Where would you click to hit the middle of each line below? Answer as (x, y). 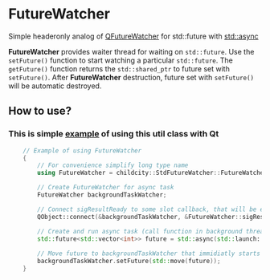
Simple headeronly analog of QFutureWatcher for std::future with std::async (133, 36)
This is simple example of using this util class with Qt (114, 134)
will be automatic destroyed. (55, 86)
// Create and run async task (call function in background (140, 231)
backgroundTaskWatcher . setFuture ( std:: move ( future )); (129, 262)
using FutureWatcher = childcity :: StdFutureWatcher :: (129, 173)
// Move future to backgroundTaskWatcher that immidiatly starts (149, 254)
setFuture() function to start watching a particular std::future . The (121, 60)
